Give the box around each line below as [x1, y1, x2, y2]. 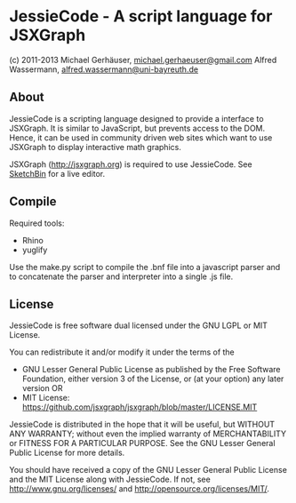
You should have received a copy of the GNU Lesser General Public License [9, 465, 287, 475]
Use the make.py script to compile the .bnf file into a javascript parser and [9, 261, 281, 272]
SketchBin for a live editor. [9, 168, 106, 179]
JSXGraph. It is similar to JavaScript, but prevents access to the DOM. [9, 123, 266, 133]
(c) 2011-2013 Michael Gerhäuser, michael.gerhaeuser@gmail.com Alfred [9, 54, 277, 65]
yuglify [21, 244, 48, 255]
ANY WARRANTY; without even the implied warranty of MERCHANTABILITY [9, 428, 287, 439]
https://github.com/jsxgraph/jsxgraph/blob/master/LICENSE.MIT [21, 402, 258, 412]
